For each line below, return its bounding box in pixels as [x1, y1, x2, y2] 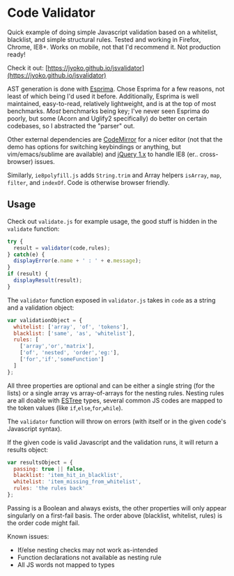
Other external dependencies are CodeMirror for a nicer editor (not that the [7, 135, 223, 144]
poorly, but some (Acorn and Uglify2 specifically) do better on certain [7, 114, 208, 123]
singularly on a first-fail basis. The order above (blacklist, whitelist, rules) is [7, 511, 223, 520]
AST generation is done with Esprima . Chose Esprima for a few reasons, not [7, 84, 225, 93]
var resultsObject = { [7, 459, 73, 466]
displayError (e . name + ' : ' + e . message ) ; [13, 257, 141, 264]
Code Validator [7, 5, 95, 21]
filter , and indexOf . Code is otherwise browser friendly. [7, 178, 170, 186]
